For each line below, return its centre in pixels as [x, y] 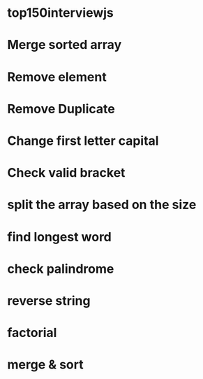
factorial [32, 333]
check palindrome [61, 269]
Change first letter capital [83, 141]
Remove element [57, 77]
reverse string [49, 300]
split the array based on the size [102, 205]
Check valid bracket [66, 173]
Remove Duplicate [61, 109]
